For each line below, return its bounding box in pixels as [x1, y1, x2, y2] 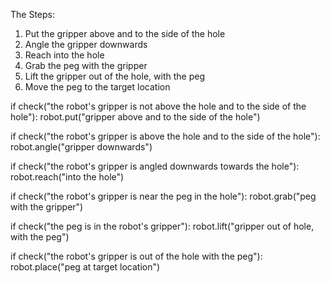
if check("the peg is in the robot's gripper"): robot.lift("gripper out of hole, [10, 220, 315, 232]
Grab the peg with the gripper [24, 60, 148, 71]
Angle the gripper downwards [24, 39, 148, 50]
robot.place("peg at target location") [10, 261, 161, 273]
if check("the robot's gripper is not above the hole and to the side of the [10, 100, 307, 112]
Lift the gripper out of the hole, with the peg [24, 70, 205, 82]
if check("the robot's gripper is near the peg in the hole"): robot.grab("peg [10, 190, 317, 202]
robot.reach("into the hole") [10, 171, 125, 183]
